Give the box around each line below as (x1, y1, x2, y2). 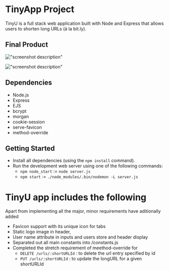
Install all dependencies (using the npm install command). (12, 158, 136, 164)
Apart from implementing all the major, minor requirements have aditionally (5, 208, 161, 214)
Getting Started (5, 144, 55, 152)
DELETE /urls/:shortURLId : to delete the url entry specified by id (20, 250, 156, 256)
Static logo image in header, (12, 229, 71, 235)
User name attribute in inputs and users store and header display (12, 234, 148, 240)
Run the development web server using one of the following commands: (12, 163, 163, 169)
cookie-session (12, 119, 45, 125)
